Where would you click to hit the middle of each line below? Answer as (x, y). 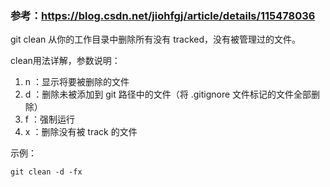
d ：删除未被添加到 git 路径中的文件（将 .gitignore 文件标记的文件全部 (168, 94)
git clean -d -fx (46, 172)
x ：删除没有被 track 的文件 (81, 132)
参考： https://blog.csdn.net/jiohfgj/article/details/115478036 (163, 15)
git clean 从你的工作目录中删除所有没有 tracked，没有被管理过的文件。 (156, 39)
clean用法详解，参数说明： (65, 61)
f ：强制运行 (49, 119)
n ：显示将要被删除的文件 (77, 82)
